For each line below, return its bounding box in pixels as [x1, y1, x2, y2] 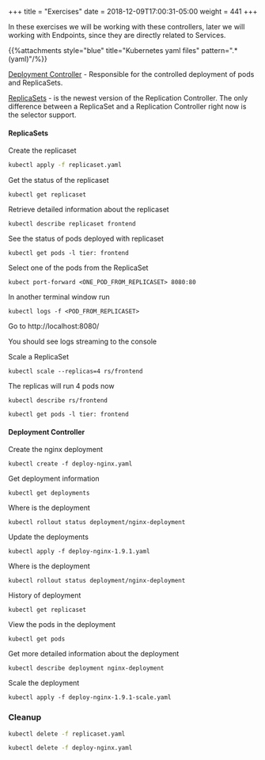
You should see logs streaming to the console [8, 336, 157, 347]
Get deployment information [8, 474, 100, 484]
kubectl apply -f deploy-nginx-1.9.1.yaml [8, 548, 150, 556]
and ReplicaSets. [8, 78, 63, 87]
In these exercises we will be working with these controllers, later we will [8, 22, 245, 31]
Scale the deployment [8, 678, 80, 688]
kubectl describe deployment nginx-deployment [8, 664, 165, 672]
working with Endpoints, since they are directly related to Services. [8, 31, 226, 40]
